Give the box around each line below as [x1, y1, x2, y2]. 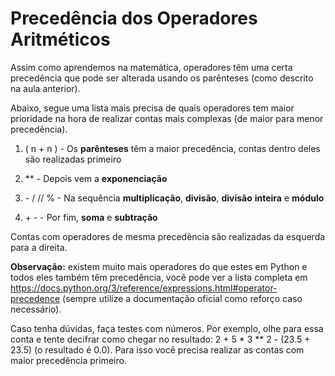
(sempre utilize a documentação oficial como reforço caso [62, 292, 303, 304]
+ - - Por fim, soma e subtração [24, 211, 158, 223]
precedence [10, 292, 61, 304]
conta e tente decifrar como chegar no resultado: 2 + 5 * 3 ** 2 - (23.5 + [10, 333, 311, 345]
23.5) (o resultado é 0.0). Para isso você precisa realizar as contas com [10, 343, 305, 356]
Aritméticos [10, 28, 111, 51]
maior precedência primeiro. [10, 354, 127, 366]
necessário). [10, 303, 62, 315]
